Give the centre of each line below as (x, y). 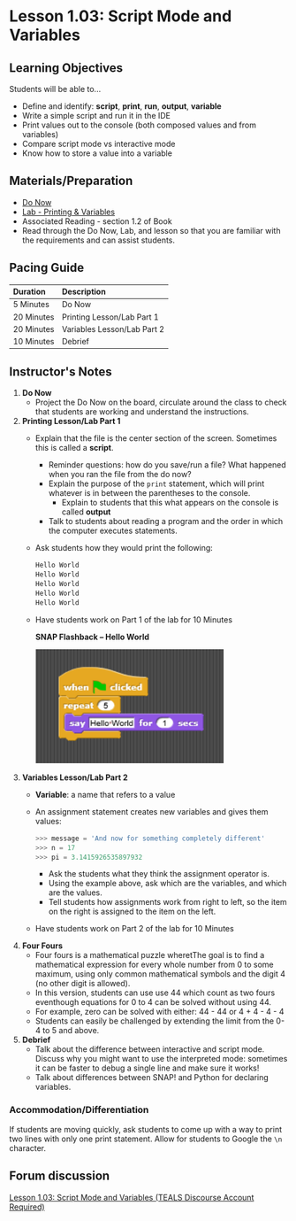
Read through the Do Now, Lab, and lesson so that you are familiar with (151, 230)
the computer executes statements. (113, 531)
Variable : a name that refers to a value (105, 794)
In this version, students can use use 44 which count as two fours (155, 993)
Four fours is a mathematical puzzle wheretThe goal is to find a (150, 955)
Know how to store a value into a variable (97, 153)
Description (83, 292)
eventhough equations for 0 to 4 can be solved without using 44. (153, 1002)
